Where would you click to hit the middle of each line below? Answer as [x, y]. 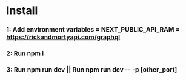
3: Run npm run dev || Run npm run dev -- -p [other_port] [92, 69]
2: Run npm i [25, 53]
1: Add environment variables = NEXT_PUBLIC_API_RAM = [93, 30]
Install [22, 11]
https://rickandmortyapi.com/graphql [63, 37]
